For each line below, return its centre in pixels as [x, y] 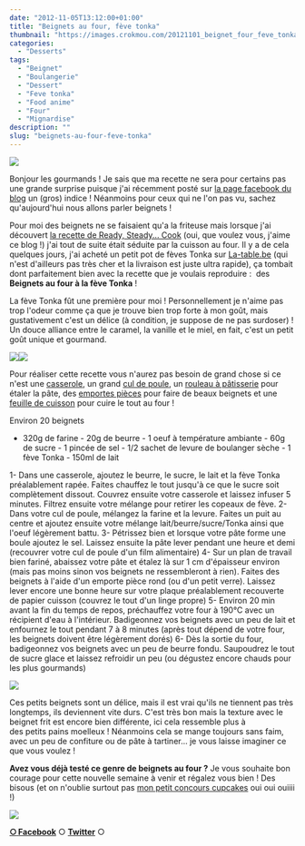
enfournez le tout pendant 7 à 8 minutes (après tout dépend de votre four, [148, 629]
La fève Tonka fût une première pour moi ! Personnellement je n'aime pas [147, 300]
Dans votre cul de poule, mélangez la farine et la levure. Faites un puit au [145, 513]
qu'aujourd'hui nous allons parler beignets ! [91, 207]
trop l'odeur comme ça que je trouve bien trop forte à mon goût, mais [139, 310]
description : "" [40, 128]
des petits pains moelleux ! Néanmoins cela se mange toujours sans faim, [147, 731]
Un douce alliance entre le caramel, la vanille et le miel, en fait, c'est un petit [152, 330]
